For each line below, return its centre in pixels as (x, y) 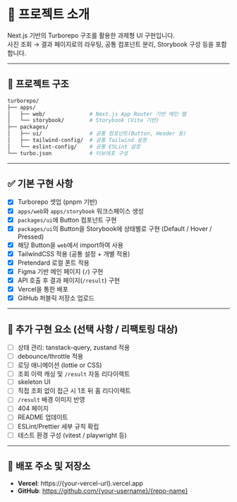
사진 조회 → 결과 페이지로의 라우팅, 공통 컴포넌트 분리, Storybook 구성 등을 (110, 44)
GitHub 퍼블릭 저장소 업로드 (56, 298)
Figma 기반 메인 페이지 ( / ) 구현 (60, 271)
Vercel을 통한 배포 (43, 289)
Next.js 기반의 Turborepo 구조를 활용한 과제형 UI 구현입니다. (91, 35)
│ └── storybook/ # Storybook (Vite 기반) (84, 121)
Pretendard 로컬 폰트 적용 (53, 263)
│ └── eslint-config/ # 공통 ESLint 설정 (74, 147)
